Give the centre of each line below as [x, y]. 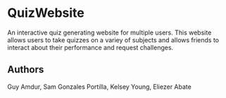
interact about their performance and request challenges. [90, 47]
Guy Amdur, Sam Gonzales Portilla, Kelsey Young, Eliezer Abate [99, 87]
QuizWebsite [46, 13]
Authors [26, 69]
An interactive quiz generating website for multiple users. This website [109, 32]
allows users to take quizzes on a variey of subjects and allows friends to [113, 39]
